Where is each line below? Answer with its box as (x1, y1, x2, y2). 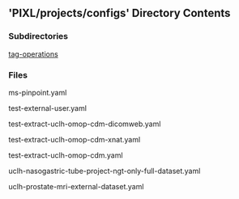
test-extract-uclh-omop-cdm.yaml (8, 150, 123, 160)
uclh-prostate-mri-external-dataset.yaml (8, 181, 144, 191)
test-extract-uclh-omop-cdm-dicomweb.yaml (8, 119, 161, 129)
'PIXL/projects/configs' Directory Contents (8, 6, 231, 20)
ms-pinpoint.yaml (8, 87, 67, 97)
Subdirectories (8, 31, 69, 42)
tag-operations (8, 49, 58, 59)
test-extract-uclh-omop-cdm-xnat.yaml (8, 134, 141, 144)
